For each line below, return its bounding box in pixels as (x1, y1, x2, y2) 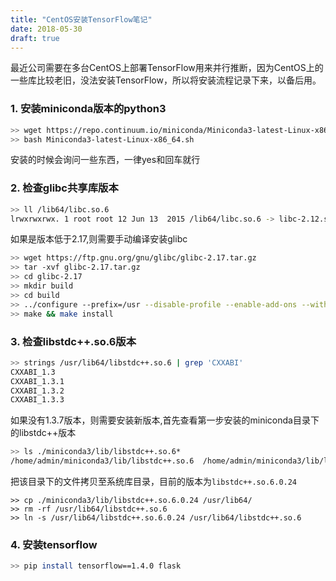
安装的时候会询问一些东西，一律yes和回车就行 (10, 154, 201, 166)
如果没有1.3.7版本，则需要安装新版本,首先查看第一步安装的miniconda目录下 (10, 414, 320, 426)
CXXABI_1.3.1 (10, 376, 65, 386)
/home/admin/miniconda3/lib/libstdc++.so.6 (10, 456, 195, 466)
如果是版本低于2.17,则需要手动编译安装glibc (10, 233, 188, 245)
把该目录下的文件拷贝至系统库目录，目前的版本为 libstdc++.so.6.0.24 (10, 476, 298, 488)
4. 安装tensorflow (10, 537, 98, 551)
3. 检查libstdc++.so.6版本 (10, 334, 137, 348)
